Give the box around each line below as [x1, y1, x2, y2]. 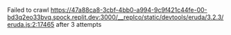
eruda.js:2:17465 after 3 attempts [7, 21, 102, 28]
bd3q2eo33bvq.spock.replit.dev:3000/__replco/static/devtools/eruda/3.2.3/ [7, 13, 224, 21]
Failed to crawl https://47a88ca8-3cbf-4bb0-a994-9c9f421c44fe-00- [7, 6, 208, 14]
